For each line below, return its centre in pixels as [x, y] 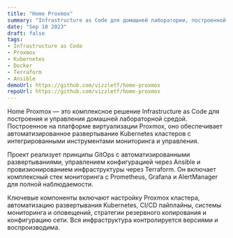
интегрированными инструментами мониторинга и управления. [103, 141]
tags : [15, 40]
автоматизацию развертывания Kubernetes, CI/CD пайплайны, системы [114, 205]
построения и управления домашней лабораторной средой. [97, 119]
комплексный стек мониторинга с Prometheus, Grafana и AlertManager [113, 177]
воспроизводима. [34, 228]
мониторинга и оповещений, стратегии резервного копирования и [107, 213]
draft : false [26, 33]
